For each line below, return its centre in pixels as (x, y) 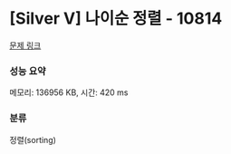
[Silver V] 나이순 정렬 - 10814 (116, 19)
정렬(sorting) (33, 140)
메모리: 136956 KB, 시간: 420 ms (69, 92)
